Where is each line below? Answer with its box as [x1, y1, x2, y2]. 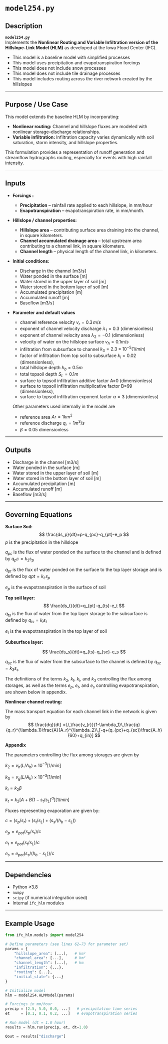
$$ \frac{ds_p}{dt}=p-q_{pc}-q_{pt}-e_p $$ [39, 531, 129, 538]
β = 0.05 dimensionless [19, 426, 69, 432]
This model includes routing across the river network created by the [12, 76, 152, 81]
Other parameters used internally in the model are [12, 403, 115, 409]
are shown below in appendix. [5, 689, 67, 695]
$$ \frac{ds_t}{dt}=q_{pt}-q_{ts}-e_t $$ [43, 603, 125, 609]
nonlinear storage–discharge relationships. [12, 129, 100, 135]
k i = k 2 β [5, 785, 22, 792]
